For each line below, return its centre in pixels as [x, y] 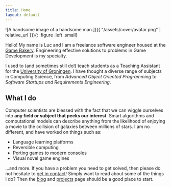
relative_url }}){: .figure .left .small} [42, 35]
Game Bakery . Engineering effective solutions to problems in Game [76, 50]
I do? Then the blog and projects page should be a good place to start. [79, 179]
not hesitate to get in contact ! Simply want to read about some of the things [85, 174]
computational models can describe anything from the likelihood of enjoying [85, 121]
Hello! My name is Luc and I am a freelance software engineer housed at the [86, 45]
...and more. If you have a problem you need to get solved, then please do [83, 168]
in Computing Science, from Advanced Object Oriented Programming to [81, 76]
